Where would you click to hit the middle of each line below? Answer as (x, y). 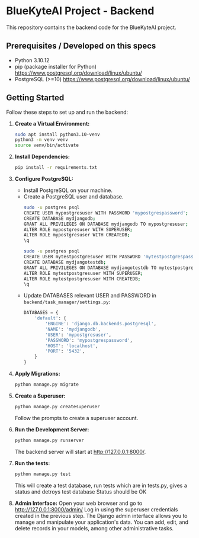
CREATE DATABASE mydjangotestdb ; (65, 262)
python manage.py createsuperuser (57, 406)
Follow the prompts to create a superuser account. (76, 418)
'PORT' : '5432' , (65, 351)
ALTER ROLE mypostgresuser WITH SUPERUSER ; (78, 229)
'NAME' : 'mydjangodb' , (73, 329)
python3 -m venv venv (41, 140)
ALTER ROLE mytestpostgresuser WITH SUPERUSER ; (83, 273)
